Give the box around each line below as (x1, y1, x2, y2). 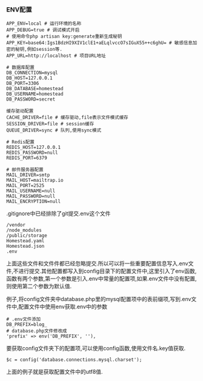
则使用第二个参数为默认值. (6, 283, 72, 290)
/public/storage (6, 233, 47, 239)
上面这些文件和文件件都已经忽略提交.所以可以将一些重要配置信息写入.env (6, 260, 189, 267)
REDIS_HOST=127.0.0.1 (6, 144, 61, 151)
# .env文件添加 (6, 316, 41, 322)
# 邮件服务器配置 (6, 167, 44, 173)
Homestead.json (6, 244, 45, 250)
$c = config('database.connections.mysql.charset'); (6, 357, 142, 363)
